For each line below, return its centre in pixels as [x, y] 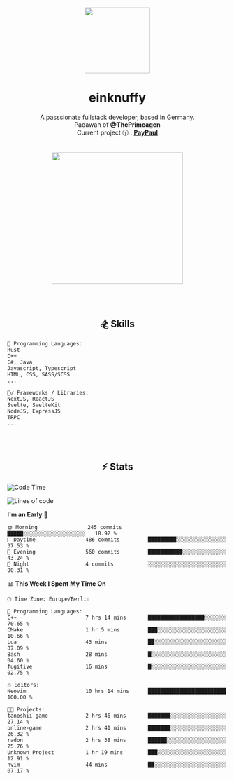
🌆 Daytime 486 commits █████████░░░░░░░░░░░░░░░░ [117, 540]
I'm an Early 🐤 [28, 514]
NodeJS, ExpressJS [34, 411]
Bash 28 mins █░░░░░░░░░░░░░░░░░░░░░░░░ [117, 654]
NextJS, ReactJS [31, 399]
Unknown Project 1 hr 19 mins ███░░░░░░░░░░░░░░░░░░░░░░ [117, 752]
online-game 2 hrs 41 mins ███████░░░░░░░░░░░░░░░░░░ [117, 728]
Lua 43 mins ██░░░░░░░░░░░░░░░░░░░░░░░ [117, 642]
